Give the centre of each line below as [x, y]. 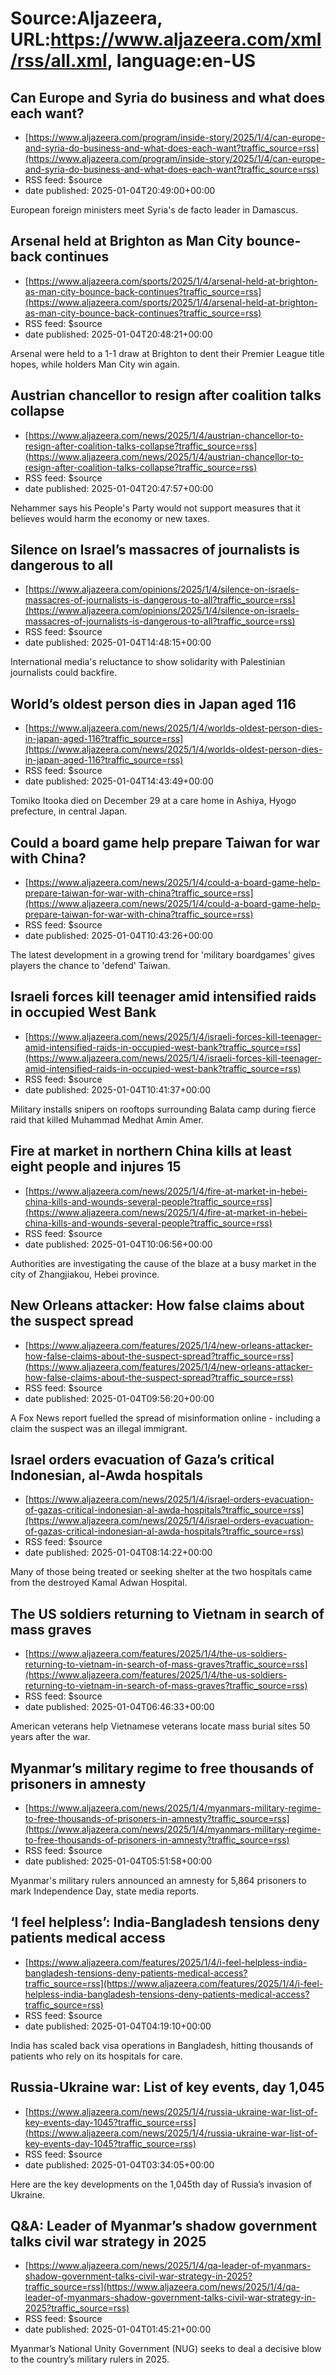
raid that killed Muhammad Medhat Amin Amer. [107, 1119]
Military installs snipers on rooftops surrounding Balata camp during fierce [163, 1109]
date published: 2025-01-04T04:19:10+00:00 [118, 2026]
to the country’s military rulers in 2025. [90, 2359]
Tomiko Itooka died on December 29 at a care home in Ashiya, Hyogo [153, 801]
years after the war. [50, 1737]
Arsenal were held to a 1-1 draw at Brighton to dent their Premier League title [167, 353]
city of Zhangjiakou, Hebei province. [85, 1274]
